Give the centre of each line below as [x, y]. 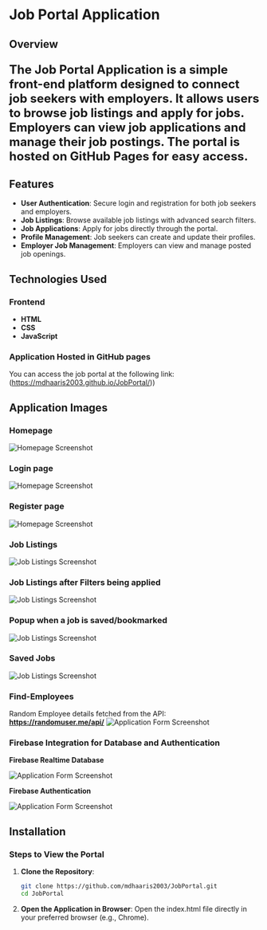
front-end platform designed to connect [124, 84]
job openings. [43, 254]
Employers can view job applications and [128, 127]
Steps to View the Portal [57, 854]
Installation [37, 832]
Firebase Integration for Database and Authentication [115, 743]
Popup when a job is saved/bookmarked [88, 621]
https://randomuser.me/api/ [57, 722]
